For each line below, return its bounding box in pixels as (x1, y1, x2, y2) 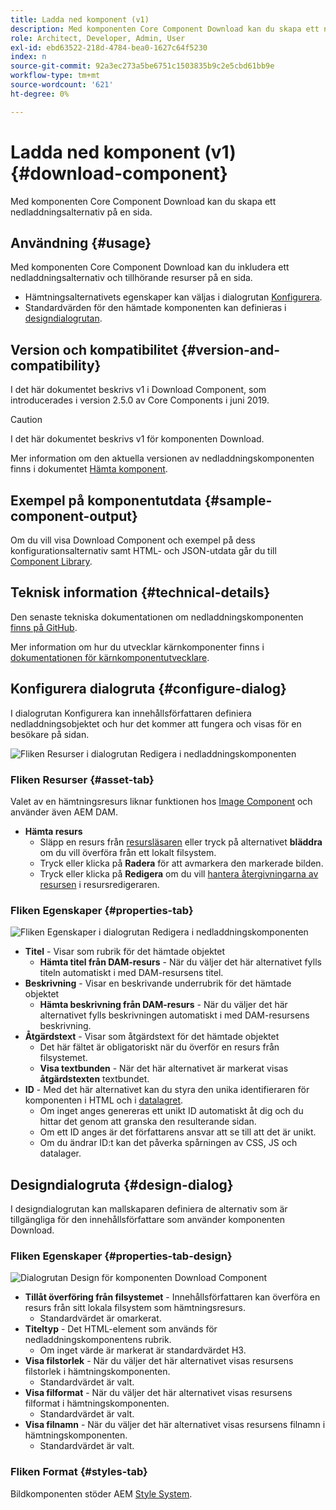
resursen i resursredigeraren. (39, 878, 160, 890)
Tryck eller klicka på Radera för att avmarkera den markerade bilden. (39, 857, 324, 869)
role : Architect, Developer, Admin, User (10, 33, 186, 43)
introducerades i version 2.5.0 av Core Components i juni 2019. (10, 394, 270, 406)
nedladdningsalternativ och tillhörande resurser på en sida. (10, 272, 253, 284)
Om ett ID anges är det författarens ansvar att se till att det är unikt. (39, 1126, 317, 1138)
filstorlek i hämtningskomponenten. (24, 1366, 171, 1378)
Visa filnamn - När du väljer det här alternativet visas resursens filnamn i (24, 1419, 326, 1431)
